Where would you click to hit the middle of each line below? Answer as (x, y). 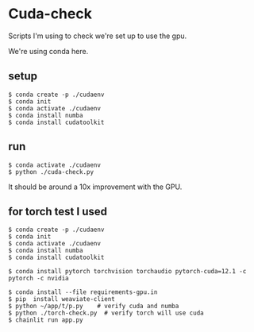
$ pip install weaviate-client (62, 299)
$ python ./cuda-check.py (51, 172)
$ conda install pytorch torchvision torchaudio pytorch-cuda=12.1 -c (127, 272)
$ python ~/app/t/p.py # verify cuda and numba (94, 307)
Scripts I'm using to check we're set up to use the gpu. (98, 36)
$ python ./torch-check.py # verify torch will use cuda (106, 313)
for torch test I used (58, 211)
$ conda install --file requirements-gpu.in (83, 292)
